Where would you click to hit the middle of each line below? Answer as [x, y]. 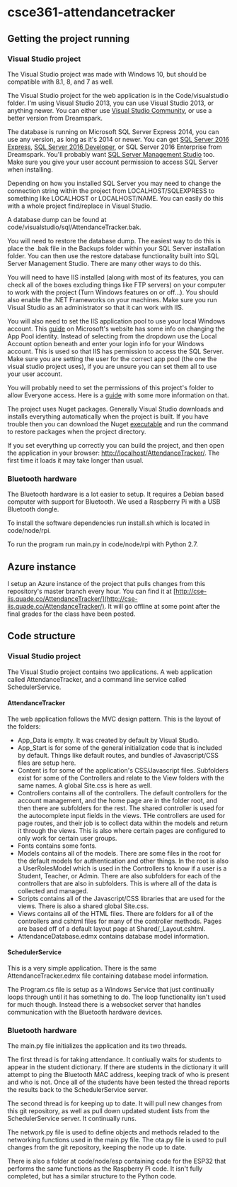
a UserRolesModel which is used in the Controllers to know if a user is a [122, 868]
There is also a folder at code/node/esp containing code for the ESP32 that [117, 1161]
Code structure [41, 636]
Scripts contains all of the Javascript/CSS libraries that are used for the [121, 898]
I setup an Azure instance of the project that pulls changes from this [106, 583]
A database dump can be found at [57, 219]
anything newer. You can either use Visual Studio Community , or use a [110, 110]
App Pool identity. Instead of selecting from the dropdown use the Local [112, 336]
